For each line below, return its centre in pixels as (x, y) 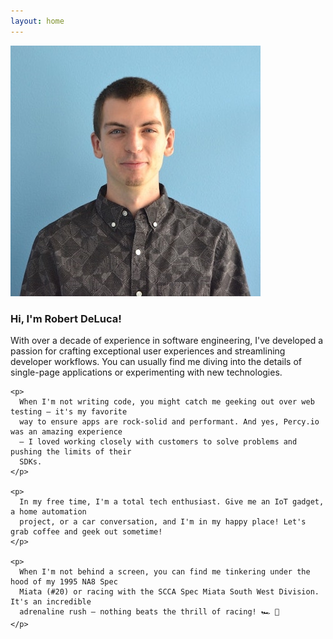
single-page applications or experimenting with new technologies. (146, 372)
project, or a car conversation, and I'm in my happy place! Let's (163, 521)
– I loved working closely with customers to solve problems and (158, 441)
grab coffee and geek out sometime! (86, 531)
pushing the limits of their (71, 451)
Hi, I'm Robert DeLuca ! (66, 318)
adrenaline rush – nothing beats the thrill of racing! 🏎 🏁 (149, 611)
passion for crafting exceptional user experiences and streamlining (148, 351)
